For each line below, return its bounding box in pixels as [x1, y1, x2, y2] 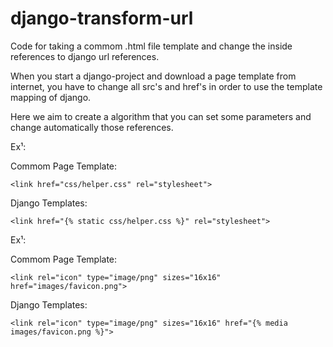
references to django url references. [10, 50, 160, 62]
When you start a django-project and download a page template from [10, 70, 297, 82]
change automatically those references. [10, 121, 174, 133]
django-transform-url [10, 7, 194, 30]
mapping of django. [10, 91, 92, 103]
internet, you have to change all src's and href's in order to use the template [10, 80, 323, 92]
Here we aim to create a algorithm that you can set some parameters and [10, 110, 312, 122]
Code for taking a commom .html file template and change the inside [10, 40, 293, 52]
